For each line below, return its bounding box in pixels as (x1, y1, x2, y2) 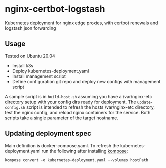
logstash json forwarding (5, 25, 56, 31)
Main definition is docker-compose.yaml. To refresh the (5, 142, 119, 148)
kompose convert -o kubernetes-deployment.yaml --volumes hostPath (5, 157, 149, 163)
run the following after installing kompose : (41, 148, 128, 154)
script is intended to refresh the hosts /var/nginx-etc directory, (26, 104, 155, 110)
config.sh (5, 105, 26, 110)
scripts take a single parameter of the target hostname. (5, 115, 118, 121)
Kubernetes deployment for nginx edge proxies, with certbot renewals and (5, 20, 158, 26)
